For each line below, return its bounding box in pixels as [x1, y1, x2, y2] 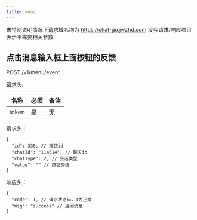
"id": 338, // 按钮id [11, 143, 64, 149]
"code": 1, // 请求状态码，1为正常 [11, 197, 92, 203]
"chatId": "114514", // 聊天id [11, 149, 88, 155]
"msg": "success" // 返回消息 [11, 203, 84, 209]
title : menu [6, 8, 36, 15]
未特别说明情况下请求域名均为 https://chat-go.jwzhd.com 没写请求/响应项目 [6, 26, 192, 33]
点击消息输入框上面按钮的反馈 [6, 53, 116, 63]
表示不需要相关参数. [6, 33, 56, 41]
